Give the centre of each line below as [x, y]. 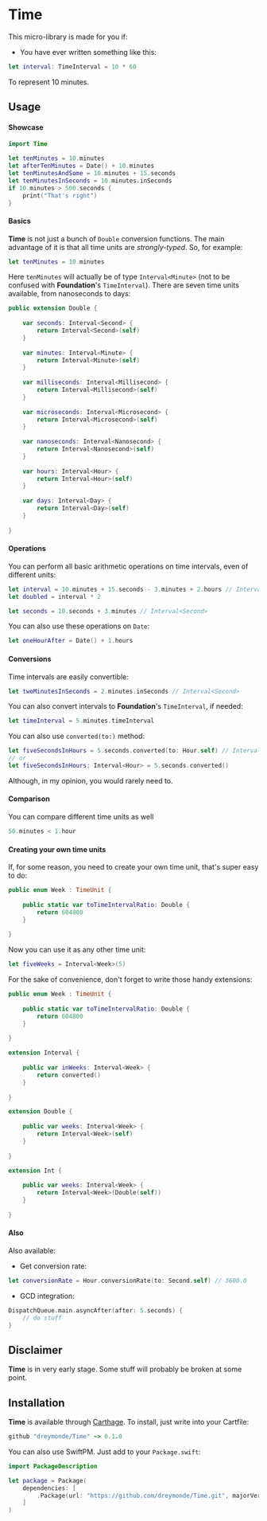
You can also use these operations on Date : [79, 626]
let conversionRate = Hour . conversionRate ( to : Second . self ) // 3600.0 [128, 1281]
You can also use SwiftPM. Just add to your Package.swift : [104, 1452]
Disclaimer [35, 1350]
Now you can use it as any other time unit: [77, 950]
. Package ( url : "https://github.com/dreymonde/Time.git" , [133, 1496]
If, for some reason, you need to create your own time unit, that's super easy [133, 867]
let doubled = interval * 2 [55, 596]
